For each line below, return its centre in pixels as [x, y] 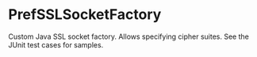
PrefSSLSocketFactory [85, 15]
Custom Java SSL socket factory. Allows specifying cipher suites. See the [129, 36]
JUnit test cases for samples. [56, 44]
